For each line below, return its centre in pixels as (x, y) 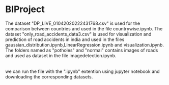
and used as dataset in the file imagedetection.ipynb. (61, 55)
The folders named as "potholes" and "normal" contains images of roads (82, 50)
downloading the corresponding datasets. (49, 76)
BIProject (25, 9)
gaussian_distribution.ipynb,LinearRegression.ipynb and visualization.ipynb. (85, 45)
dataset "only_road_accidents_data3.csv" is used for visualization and (78, 34)
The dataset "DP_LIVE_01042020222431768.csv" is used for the (73, 23)
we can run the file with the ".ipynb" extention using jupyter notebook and (82, 71)
